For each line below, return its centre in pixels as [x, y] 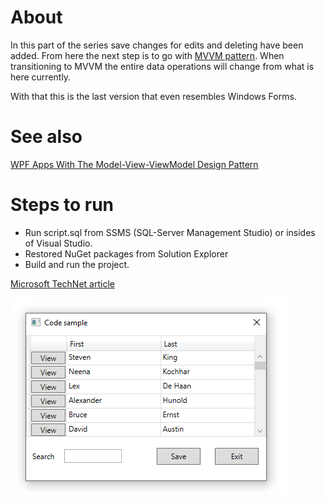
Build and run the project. [77, 264]
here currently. [41, 77]
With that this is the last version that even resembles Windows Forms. [153, 96]
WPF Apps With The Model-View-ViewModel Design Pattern [134, 164]
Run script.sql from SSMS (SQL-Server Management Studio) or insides [170, 232]
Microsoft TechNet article [62, 283]
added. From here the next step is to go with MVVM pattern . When [147, 55]
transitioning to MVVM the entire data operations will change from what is [162, 66]
